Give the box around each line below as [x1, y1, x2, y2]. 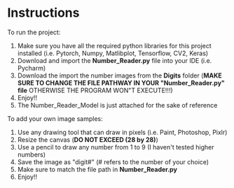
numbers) [17, 150, 46, 159]
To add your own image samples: [7, 114, 103, 123]
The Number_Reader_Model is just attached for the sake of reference [17, 101, 218, 109]
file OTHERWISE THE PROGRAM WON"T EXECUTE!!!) [17, 86, 173, 94]
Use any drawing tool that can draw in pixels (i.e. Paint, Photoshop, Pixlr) [17, 128, 228, 136]
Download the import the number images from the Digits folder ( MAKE [17, 71, 222, 80]
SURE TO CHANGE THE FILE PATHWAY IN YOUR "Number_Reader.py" [17, 78, 226, 87]
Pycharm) [17, 64, 46, 72]
